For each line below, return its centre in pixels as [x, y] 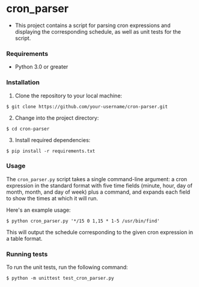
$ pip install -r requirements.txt [51, 151]
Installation [23, 82]
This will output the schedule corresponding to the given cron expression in [100, 232]
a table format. [24, 238]
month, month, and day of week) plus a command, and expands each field [98, 192]
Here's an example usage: [38, 210]
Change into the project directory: [57, 118]
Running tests [27, 254]
